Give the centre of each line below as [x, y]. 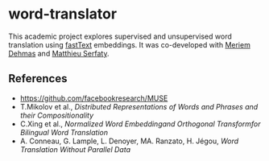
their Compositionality [57, 115]
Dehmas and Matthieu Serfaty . [59, 53]
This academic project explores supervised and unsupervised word [120, 36]
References [38, 78]
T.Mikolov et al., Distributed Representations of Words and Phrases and [139, 106]
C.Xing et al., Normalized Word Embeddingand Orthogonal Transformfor [140, 124]
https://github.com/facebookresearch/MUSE [94, 98]
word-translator [63, 14]
